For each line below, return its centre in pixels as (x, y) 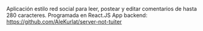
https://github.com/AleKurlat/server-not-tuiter (64, 22)
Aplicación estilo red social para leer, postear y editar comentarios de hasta (102, 9)
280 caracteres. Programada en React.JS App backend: (77, 15)
